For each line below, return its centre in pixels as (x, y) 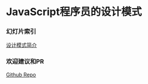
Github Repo (21, 74)
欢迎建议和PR (25, 61)
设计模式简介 (21, 45)
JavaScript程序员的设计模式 (74, 12)
